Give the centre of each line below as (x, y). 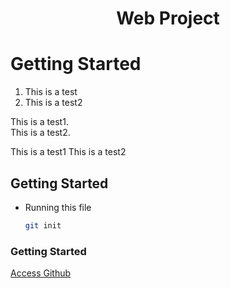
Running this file (58, 207)
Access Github (41, 273)
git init (43, 225)
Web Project (168, 18)
